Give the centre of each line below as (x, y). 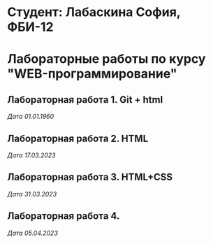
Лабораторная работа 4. (64, 216)
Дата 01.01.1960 (31, 117)
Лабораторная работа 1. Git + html (85, 100)
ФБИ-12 (30, 27)
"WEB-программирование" (92, 74)
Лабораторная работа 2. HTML (78, 138)
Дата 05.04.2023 (32, 233)
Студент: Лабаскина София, (94, 12)
